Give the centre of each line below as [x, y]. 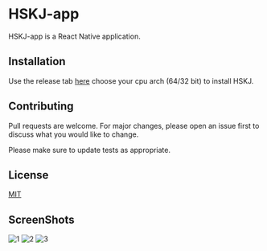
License [29, 175]
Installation [37, 62]
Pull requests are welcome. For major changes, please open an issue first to [134, 125]
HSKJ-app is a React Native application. [74, 36]
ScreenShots [41, 219]
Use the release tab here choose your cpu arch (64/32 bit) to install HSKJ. [131, 80]
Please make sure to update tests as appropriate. [90, 150]
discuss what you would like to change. [74, 134]
